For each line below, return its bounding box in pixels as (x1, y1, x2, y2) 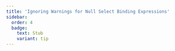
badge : (11, 25, 28, 31)
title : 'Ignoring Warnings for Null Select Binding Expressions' (6, 8, 170, 15)
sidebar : (6, 14, 28, 20)
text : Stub (16, 30, 44, 36)
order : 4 (11, 19, 33, 25)
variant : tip (16, 36, 49, 42)
